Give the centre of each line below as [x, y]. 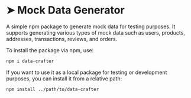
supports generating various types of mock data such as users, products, [96, 32]
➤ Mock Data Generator [66, 10]
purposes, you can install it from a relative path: [64, 78]
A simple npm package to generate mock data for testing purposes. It [91, 26]
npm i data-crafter [30, 61]
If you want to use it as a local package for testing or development [87, 72]
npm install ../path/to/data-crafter [53, 89]
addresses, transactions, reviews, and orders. [62, 39]
